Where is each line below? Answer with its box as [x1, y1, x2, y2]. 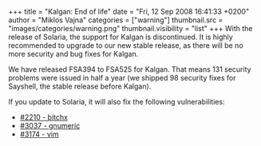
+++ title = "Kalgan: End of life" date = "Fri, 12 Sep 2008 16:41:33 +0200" [8, 7, 250, 16]
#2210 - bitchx [19, 112, 68, 122]
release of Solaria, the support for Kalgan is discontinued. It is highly [8, 32, 233, 41]
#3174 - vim [19, 129, 59, 139]
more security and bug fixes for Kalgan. [8, 49, 139, 58]
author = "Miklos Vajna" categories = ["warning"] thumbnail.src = [8, 15, 223, 25]
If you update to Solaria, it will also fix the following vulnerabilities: [8, 97, 225, 106]
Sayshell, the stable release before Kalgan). [8, 81, 152, 91]
